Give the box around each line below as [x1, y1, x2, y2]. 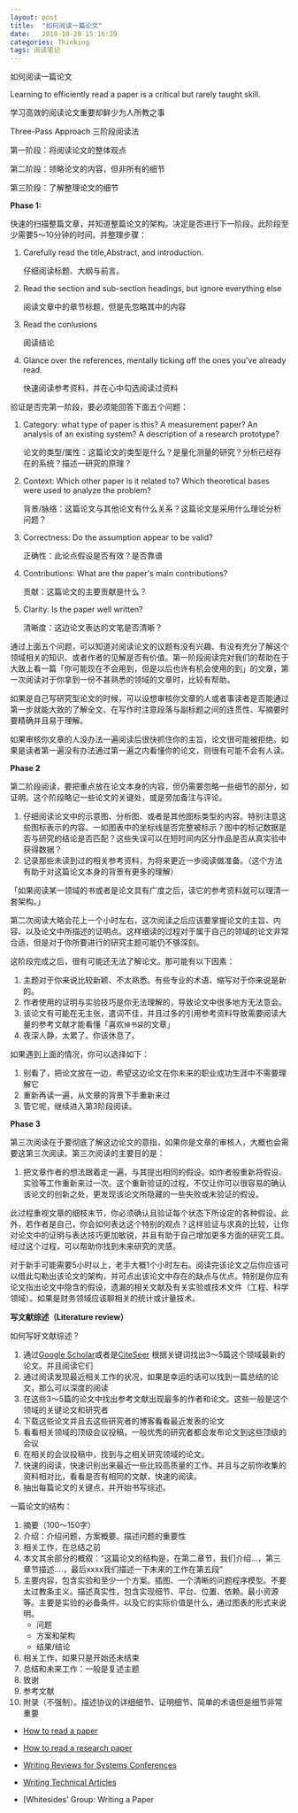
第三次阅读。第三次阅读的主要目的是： [25, 1148, 165, 1159]
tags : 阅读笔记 [10, 46, 61, 55]
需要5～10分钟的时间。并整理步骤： [17, 229, 147, 240]
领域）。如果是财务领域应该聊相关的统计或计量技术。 [10, 1293, 200, 1304]
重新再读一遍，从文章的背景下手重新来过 [22, 1090, 171, 1100]
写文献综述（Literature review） [10, 1312, 129, 1323]
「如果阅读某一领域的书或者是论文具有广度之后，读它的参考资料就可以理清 [10, 885, 281, 896]
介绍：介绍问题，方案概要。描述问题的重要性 [22, 1531, 187, 1541]
